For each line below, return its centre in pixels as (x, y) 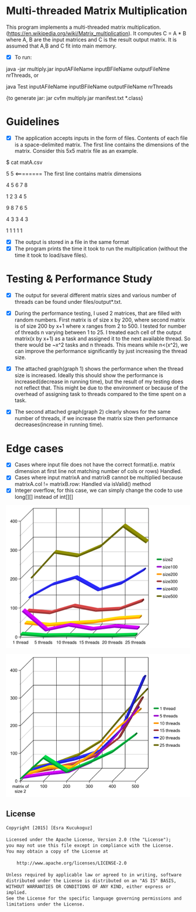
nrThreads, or (23, 75)
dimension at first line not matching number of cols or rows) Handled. (98, 471)
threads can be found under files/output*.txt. (68, 302)
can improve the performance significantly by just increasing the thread (101, 351)
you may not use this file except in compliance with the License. (90, 845)
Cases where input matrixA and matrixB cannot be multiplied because (99, 478)
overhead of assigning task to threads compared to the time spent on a (100, 394)
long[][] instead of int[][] (44, 497)
